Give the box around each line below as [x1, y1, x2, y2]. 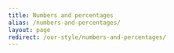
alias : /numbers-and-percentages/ [8, 19, 121, 26]
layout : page [8, 26, 51, 34]
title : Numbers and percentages [8, 11, 114, 19]
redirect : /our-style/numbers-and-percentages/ [8, 33, 167, 41]
